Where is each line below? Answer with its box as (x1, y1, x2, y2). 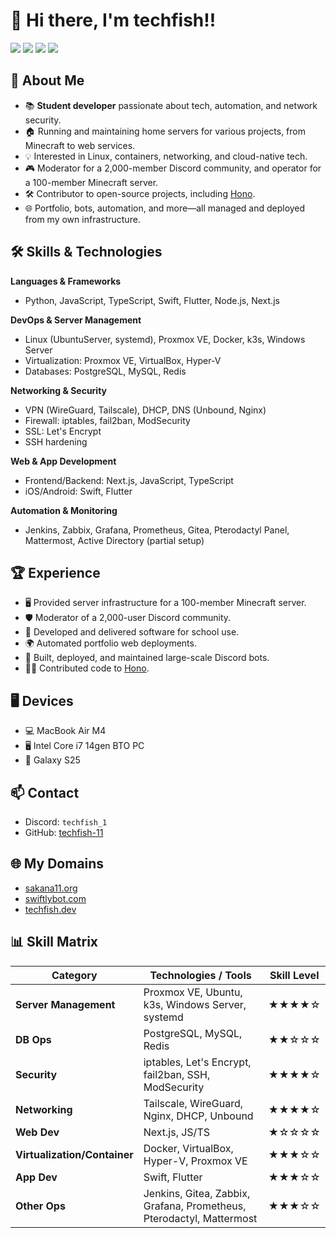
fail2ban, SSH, (143, 1067, 211, 1081)
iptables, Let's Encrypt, (143, 1055, 252, 1069)
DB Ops (15, 1032, 52, 1046)
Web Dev (15, 1125, 60, 1139)
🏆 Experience (10, 564, 101, 581)
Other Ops (15, 1199, 66, 1213)
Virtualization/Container (15, 1147, 134, 1161)
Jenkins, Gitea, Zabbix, (143, 1186, 251, 1200)
